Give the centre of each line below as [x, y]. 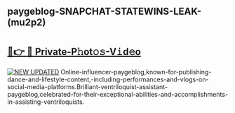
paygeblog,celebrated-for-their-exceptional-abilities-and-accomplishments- [118, 94]
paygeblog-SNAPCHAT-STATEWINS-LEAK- [105, 12]
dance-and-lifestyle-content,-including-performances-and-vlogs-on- [108, 79]
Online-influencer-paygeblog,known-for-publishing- [136, 72]
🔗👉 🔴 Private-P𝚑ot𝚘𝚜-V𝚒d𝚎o [74, 52]
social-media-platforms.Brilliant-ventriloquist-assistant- [88, 87]
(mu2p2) [27, 23]
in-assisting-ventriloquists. [46, 102]
